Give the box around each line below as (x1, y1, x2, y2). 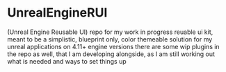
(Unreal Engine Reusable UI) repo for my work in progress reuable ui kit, (7, 28, 213, 36)
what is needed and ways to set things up (7, 57, 127, 65)
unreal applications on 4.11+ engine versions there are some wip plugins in (7, 42, 220, 51)
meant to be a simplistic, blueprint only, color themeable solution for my (7, 35, 213, 43)
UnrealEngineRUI (7, 5, 108, 21)
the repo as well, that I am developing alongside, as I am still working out (7, 50, 216, 58)
